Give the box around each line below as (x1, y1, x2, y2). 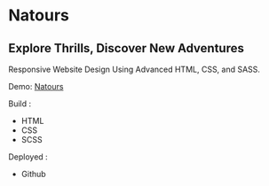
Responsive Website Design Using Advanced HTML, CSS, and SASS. (8, 64, 261, 74)
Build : (8, 98, 32, 109)
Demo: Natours (8, 81, 64, 91)
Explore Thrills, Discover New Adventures (8, 41, 245, 56)
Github (20, 169, 46, 179)
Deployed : (8, 151, 48, 162)
